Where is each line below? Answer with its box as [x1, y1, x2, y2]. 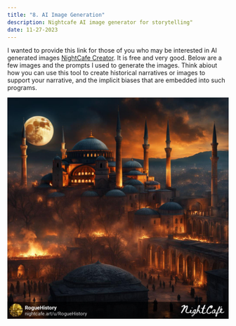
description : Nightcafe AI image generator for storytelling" [7, 18, 193, 26]
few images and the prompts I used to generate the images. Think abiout [7, 61, 218, 70]
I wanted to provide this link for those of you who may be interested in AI [7, 46, 218, 55]
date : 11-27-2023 [7, 26, 58, 33]
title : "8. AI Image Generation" [7, 11, 105, 18]
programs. [7, 84, 37, 92]
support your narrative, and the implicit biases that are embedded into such [7, 76, 225, 84]
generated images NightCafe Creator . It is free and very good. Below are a [7, 53, 223, 63]
